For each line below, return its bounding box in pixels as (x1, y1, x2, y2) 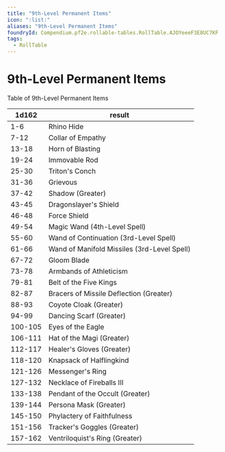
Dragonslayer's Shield (48, 199, 120, 209)
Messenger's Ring (48, 366, 107, 376)
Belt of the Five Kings (48, 277, 118, 287)
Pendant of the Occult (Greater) (48, 388, 150, 398)
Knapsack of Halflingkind (48, 355, 129, 365)
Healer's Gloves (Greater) (48, 344, 131, 353)
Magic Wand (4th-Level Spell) (48, 222, 146, 231)
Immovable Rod (48, 155, 98, 164)
